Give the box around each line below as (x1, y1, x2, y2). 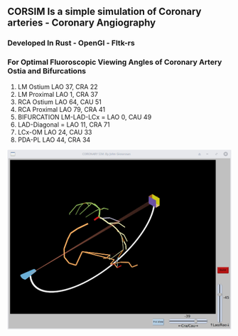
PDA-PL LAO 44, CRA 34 (17, 135, 91, 144)
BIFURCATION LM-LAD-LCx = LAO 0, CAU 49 (17, 112, 152, 121)
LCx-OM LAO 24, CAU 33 (17, 127, 92, 136)
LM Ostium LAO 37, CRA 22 (17, 82, 98, 91)
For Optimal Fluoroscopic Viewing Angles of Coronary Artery (7, 57, 222, 67)
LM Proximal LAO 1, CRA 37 (17, 90, 98, 98)
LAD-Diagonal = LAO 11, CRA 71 (17, 120, 110, 129)
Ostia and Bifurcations (7, 66, 87, 76)
